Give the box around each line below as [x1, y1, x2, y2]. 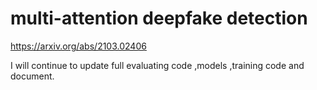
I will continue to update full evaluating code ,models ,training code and [10, 59, 305, 71]
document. [10, 70, 55, 82]
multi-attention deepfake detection [10, 7, 308, 30]
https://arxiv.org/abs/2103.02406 [10, 40, 147, 52]
